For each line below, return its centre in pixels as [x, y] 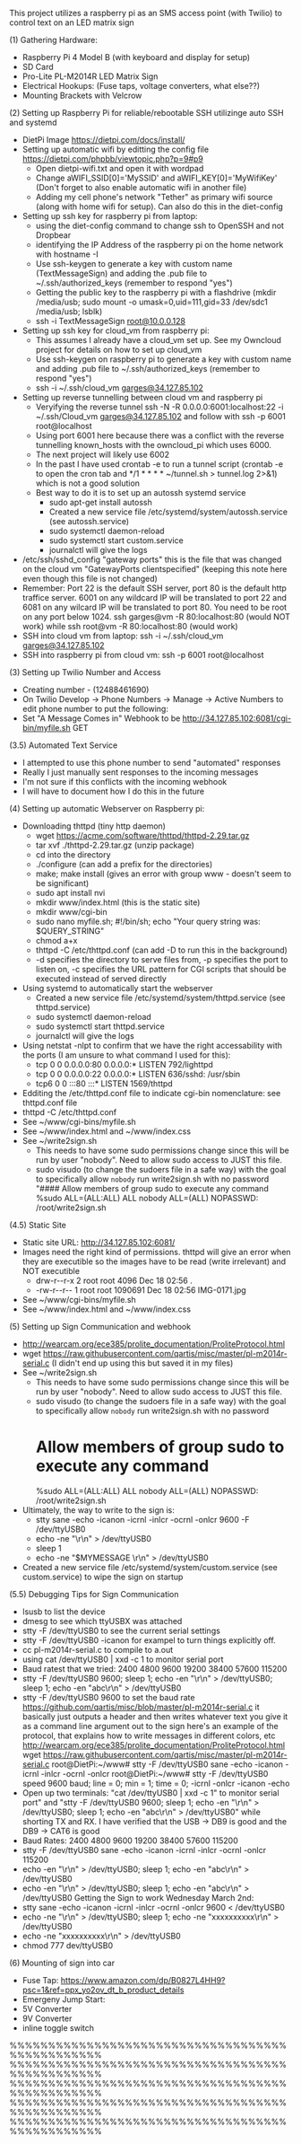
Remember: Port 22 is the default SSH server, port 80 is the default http [154, 588]
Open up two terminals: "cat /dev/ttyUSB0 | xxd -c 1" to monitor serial [150, 1793]
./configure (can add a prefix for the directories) [124, 864]
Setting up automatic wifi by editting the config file [115, 149]
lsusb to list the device [64, 1612]
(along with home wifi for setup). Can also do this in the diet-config [159, 206]
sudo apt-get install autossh [100, 502]
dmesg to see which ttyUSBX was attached [102, 1621]
